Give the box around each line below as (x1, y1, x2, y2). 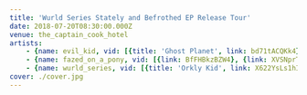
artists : (9, 38, 43, 48)
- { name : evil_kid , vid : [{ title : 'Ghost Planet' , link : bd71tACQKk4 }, (26, 47, 304, 56)
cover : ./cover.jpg (9, 72, 84, 81)
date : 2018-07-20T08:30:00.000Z (9, 22, 132, 31)
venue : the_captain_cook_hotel (9, 30, 129, 39)
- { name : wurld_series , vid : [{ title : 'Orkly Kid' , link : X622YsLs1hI (26, 64, 301, 73)
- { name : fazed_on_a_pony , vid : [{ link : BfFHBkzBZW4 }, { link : (26, 55, 268, 64)
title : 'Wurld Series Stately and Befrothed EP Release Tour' (9, 13, 251, 23)
